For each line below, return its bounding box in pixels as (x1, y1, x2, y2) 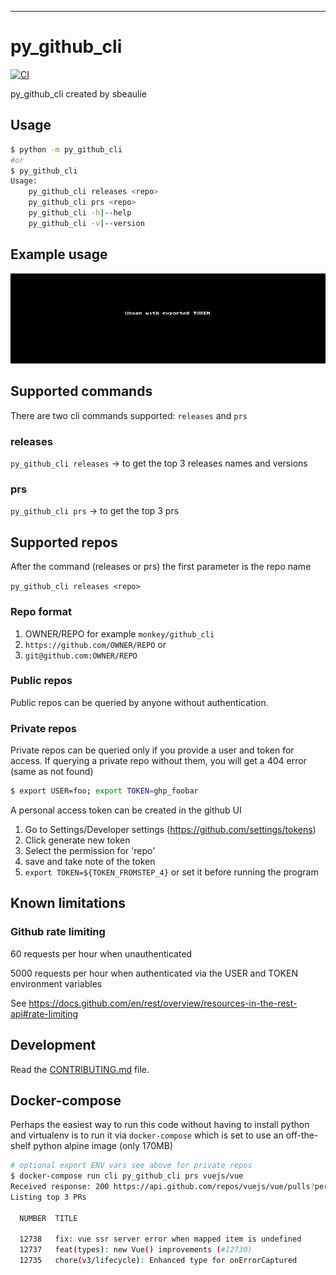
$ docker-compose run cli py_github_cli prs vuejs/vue (10, 1171, 244, 1181)
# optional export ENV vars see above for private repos (10, 1161, 253, 1171)
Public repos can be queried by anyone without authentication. (10, 696, 269, 708)
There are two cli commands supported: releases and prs (10, 409, 248, 421)
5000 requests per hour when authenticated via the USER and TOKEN (10, 967, 298, 979)
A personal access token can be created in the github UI (10, 804, 242, 816)
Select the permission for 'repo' (24, 845, 156, 857)
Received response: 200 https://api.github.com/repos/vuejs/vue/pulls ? (10, 1182, 315, 1192)
